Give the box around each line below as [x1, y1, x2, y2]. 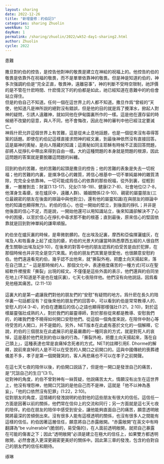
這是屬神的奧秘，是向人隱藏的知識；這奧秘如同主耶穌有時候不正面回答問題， [5, 142, 159, 148]
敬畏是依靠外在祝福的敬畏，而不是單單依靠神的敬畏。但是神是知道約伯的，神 [5, 75, 159, 81]
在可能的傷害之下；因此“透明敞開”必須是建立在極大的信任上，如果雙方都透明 [5, 431, 159, 437]
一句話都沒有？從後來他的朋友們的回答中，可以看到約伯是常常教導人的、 [13, 298, 159, 303]
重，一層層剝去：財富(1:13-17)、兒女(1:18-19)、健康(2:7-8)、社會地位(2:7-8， [5, 183, 159, 189]
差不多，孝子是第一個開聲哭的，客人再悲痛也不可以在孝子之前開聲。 [9, 352, 146, 359]
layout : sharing [5, 7, 38, 12]
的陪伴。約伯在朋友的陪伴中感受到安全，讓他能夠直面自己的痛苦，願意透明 [5, 406, 155, 412]
